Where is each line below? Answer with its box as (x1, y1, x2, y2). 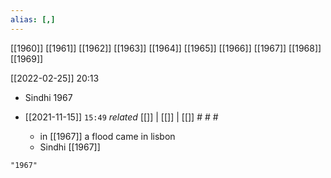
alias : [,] (10, 14, 56, 25)
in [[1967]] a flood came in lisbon (39, 130, 176, 142)
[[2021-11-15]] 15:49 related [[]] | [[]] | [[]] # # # (24, 111, 219, 123)
